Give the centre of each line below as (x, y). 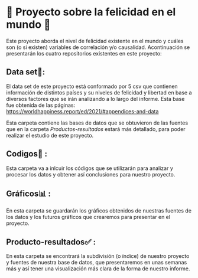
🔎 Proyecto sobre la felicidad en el (91, 12)
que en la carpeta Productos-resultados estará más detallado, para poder (96, 129)
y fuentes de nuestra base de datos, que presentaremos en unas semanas (97, 263)
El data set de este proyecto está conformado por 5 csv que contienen (92, 86)
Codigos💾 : (27, 154)
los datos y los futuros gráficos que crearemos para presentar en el (88, 217)
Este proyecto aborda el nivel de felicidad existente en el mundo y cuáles (95, 41)
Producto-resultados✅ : (51, 242)
